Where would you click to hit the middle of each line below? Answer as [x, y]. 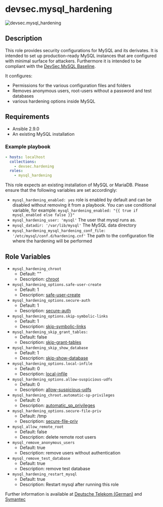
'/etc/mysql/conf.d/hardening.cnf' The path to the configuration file [83, 236]
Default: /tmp [33, 416]
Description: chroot [39, 279]
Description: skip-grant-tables [51, 342]
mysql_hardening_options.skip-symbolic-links [60, 316]
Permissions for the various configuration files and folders [72, 85]
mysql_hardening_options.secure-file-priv [57, 411]
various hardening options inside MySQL [54, 101]
